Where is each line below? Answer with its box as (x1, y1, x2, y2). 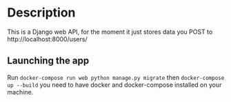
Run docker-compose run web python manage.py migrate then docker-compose (7, 73, 225, 81)
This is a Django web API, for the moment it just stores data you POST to (7, 28, 213, 36)
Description (7, 5, 76, 21)
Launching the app (7, 55, 90, 67)
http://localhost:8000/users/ (7, 34, 88, 43)
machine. (7, 88, 34, 96)
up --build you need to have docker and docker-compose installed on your (7, 81, 222, 89)
